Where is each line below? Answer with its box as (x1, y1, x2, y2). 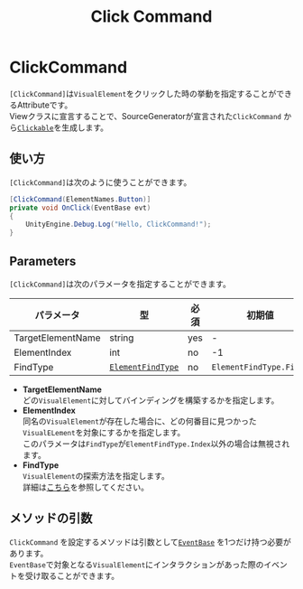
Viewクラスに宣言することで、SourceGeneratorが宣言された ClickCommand (9, 110, 282, 121)
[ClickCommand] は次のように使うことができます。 (9, 176, 192, 187)
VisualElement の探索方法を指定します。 (22, 470, 170, 481)
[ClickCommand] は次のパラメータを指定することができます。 (9, 278, 232, 289)
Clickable (17, 124, 54, 133)
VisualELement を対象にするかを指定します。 (22, 426, 186, 437)
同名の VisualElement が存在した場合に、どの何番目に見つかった (22, 416, 257, 426)
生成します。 (61, 122, 109, 133)
